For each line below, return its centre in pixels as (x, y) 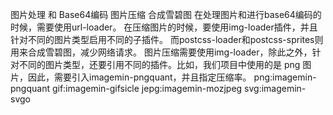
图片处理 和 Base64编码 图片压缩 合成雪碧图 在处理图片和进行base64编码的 (166, 14)
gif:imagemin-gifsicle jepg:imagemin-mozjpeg (147, 88)
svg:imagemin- (275, 88)
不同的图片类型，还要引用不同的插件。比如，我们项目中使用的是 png (159, 64)
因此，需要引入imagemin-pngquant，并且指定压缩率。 (139, 77)
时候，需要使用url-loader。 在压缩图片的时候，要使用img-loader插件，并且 (164, 27)
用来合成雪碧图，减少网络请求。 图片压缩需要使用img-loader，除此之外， (161, 52)
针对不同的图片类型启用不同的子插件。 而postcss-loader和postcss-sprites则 (167, 39)
